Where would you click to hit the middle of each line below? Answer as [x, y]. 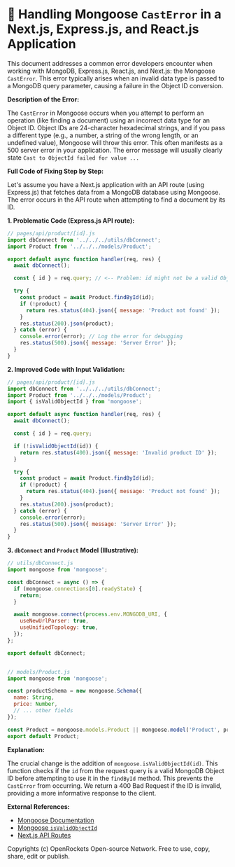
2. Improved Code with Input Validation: [66, 369]
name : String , [34, 698]
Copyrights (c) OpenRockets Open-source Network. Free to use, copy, [109, 848]
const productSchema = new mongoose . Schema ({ [74, 691]
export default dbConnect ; [47, 653]
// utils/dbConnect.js [40, 563]
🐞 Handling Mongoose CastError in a [114, 14]
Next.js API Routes [44, 835]
